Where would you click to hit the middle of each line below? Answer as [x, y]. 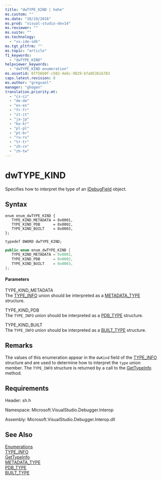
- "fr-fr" [19, 110]
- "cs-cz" [19, 96]
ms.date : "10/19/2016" [28, 19]
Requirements [27, 388]
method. [13, 373]
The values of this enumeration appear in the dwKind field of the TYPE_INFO [81, 357]
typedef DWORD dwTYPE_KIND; [34, 241]
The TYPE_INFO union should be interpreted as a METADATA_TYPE [73, 295]
